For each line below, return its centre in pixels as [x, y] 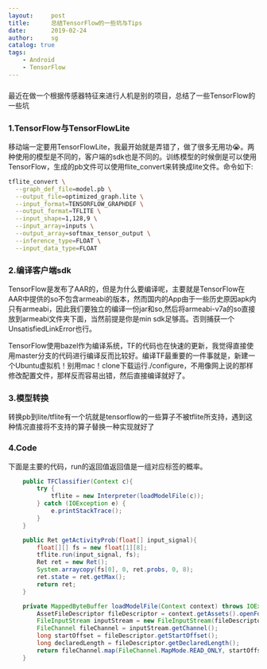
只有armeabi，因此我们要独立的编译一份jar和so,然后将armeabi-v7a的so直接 [132, 309]
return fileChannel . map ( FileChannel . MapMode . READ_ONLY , [131, 650]
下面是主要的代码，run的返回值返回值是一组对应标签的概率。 [108, 466]
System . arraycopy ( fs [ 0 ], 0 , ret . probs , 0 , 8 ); [115, 570]
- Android [39, 60]
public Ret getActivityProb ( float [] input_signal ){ [110, 540]
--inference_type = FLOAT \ [58, 241]
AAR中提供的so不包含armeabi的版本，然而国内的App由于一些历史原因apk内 [132, 299]
